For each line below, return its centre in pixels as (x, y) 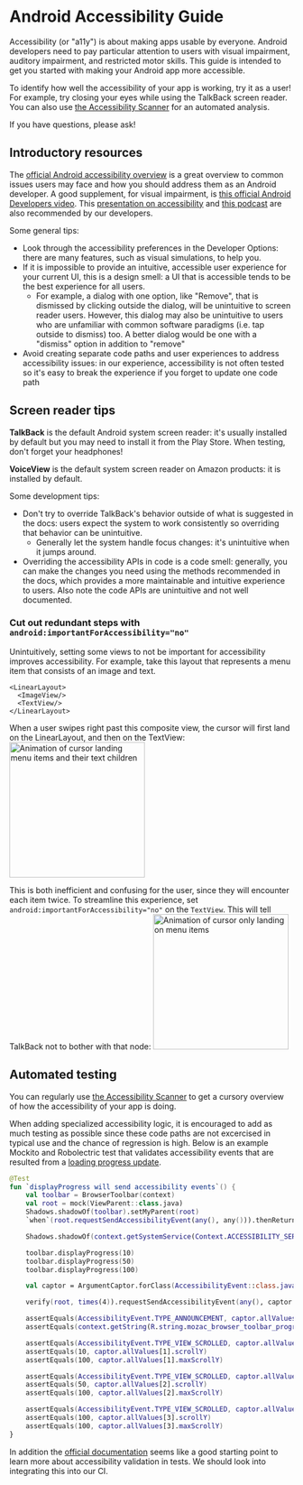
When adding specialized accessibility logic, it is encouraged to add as (141, 1123)
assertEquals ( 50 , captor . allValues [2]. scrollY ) (116, 1385)
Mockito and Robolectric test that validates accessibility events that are (142, 1152)
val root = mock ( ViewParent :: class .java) (104, 1204)
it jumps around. (66, 551)
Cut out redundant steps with (75, 623)
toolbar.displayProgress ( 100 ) (83, 1269)
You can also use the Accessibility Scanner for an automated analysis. (140, 106)
